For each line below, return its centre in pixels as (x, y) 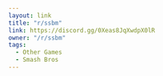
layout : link (30, 15)
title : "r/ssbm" (35, 23)
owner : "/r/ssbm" (37, 38)
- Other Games (39, 52)
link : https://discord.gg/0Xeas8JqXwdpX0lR (82, 30)
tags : (17, 45)
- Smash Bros (37, 60)
